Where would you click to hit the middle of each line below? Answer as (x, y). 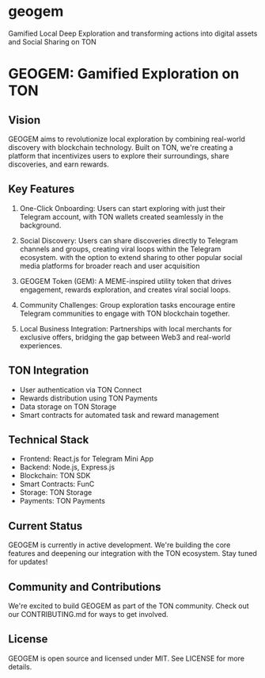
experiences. (41, 345)
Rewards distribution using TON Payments (89, 398)
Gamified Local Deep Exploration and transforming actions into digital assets (133, 33)
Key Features (42, 189)
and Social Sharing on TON (52, 41)
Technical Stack (49, 440)
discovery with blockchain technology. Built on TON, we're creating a (121, 147)
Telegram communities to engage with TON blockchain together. (125, 313)
